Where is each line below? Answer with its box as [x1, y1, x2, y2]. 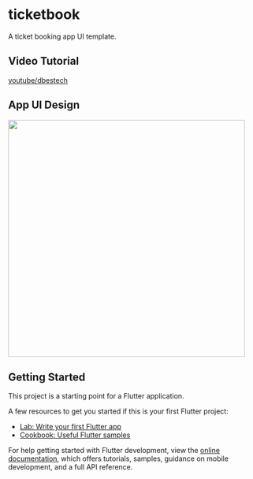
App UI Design [8, 99, 80, 112]
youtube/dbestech [8, 75, 69, 84]
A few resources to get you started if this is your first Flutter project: [8, 406, 229, 416]
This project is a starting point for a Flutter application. [8, 391, 184, 401]
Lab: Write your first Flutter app [19, 422, 122, 432]
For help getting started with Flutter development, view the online [8, 446, 221, 455]
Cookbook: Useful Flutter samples [19, 430, 131, 440]
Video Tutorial [8, 54, 80, 68]
